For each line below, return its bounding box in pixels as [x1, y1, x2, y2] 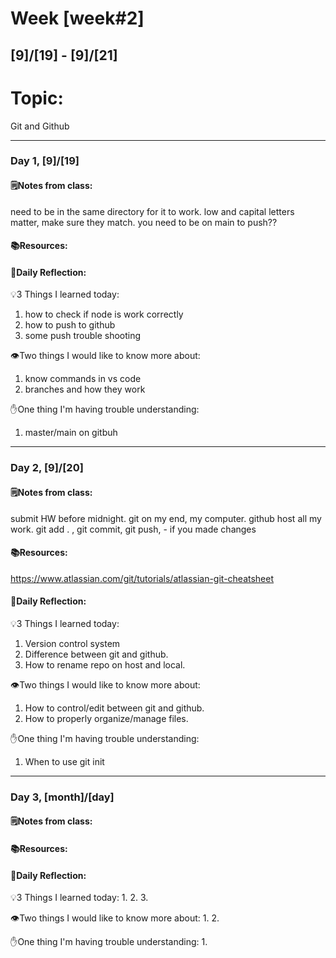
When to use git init [24, 755, 105, 767]
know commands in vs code [24, 373, 142, 385]
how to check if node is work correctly [24, 308, 184, 321]
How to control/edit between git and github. [24, 702, 205, 714]
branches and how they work [24, 383, 146, 396]
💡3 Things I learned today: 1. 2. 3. [10, 892, 149, 904]
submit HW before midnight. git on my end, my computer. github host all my [10, 512, 322, 524]
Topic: [10, 87, 64, 109]
